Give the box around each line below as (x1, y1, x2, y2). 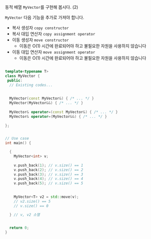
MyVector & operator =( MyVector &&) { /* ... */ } (9, 114, 107, 119)
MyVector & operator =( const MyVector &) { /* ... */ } (9, 110, 118, 114)
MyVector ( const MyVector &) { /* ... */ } (9, 96, 94, 101)
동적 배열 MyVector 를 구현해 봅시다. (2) (5, 4, 78, 10)
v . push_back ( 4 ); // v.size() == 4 (14, 176, 83, 181)
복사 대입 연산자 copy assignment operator (12, 31, 95, 36)
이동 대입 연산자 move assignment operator (12, 49, 95, 55)
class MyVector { (5, 73, 40, 79)
